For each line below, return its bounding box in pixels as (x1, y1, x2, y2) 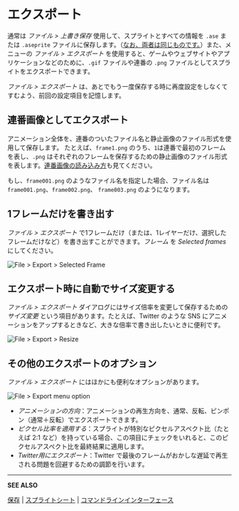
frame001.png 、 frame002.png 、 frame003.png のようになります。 (7, 185, 194, 193)
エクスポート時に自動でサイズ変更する (7, 282, 176, 294)
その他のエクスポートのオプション (7, 357, 157, 369)
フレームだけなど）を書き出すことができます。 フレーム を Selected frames (7, 237, 226, 246)
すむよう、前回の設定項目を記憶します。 (7, 91, 126, 100)
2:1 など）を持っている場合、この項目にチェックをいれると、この (31, 433, 223, 442)
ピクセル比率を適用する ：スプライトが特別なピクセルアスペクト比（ (17, 425, 217, 433)
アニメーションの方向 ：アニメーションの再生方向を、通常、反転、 (17, 407, 211, 415)
